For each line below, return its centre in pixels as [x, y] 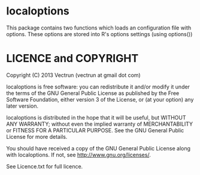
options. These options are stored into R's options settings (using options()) [99, 34]
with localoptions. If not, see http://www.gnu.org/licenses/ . [78, 155]
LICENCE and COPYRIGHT [72, 59]
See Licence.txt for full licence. [45, 166]
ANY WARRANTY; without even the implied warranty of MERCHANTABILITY [100, 124]
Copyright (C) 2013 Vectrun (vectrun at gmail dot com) [73, 75]
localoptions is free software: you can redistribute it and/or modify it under [98, 87]
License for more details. [37, 137]
